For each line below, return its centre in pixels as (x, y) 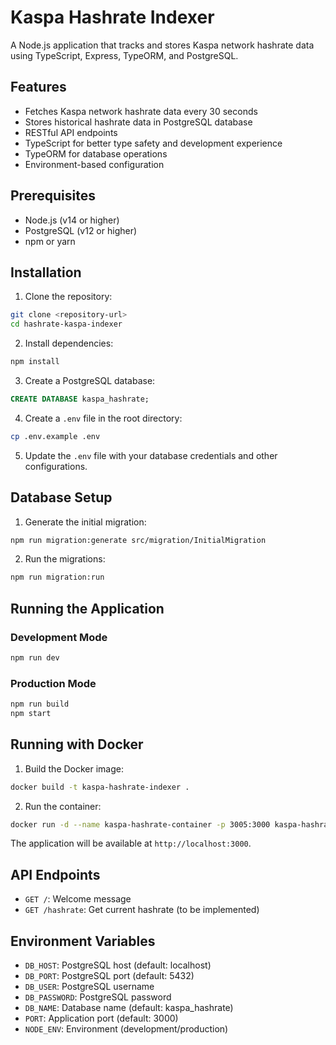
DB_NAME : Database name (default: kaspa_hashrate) (129, 1008)
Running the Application (87, 608)
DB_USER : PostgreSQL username (89, 987)
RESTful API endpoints (71, 132)
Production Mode (53, 683)
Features (38, 87)
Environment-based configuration (94, 164)
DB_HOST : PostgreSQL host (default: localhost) (118, 965)
